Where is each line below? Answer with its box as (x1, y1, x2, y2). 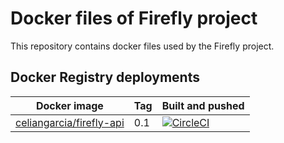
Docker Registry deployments (10, 69, 200, 86)
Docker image (35, 98, 104, 112)
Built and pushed (161, 98, 245, 112)
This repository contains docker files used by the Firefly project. (10, 40, 275, 52)
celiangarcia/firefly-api (15, 115, 125, 129)
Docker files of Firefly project (10, 7, 258, 30)
